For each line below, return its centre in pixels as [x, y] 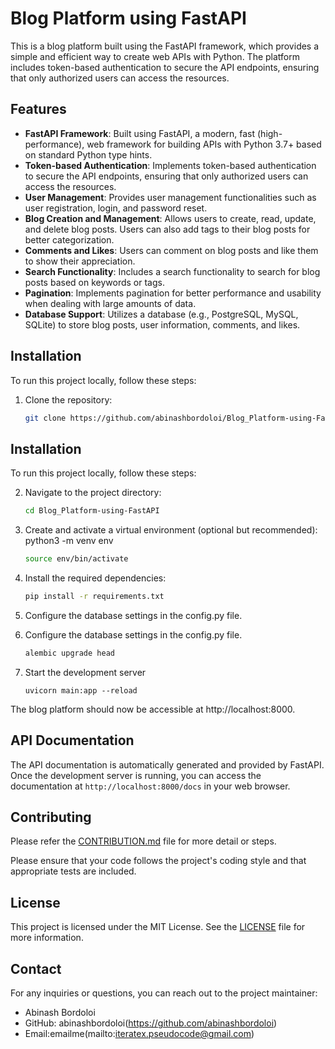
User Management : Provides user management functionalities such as [170, 197]
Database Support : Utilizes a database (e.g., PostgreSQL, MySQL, [161, 314]
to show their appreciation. [80, 261]
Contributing [51, 817]
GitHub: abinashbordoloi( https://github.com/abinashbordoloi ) [151, 1023]
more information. [47, 938]
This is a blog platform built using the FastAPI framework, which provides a [165, 46]
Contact [36, 968]
